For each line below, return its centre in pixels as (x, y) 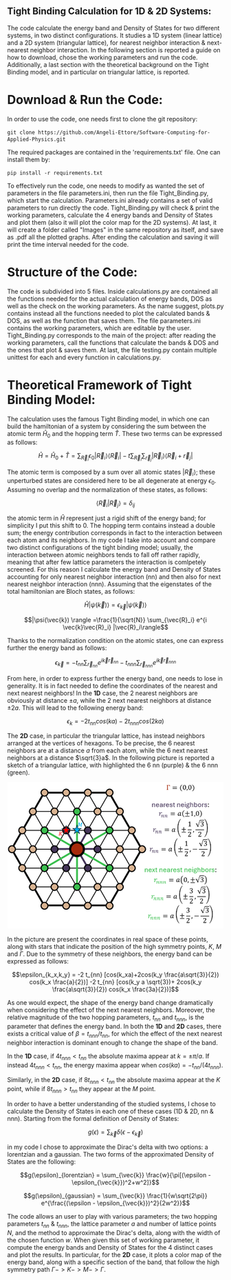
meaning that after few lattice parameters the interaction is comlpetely (107, 562)
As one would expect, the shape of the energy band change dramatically (110, 1003)
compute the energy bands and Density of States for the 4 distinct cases (110, 1247)
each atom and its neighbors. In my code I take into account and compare (111, 540)
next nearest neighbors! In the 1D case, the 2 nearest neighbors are (102, 693)
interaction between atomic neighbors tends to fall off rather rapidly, (104, 554)
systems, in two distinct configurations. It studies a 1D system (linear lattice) (114, 35)
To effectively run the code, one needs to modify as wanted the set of (106, 186)
